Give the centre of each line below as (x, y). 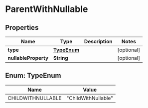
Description (98, 42)
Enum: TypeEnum (33, 76)
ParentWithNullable (47, 9)
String (61, 58)
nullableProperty (28, 58)
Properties (22, 28)
